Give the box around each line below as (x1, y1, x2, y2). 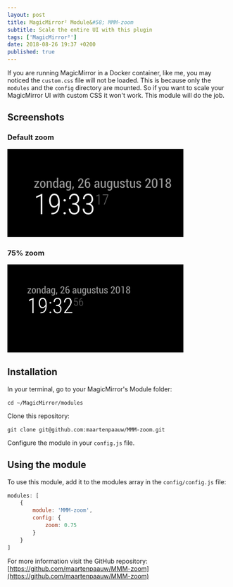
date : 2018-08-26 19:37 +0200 (7, 41, 96, 49)
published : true (7, 49, 55, 56)
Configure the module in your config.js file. (7, 438, 135, 447)
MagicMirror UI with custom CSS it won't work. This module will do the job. (7, 91, 225, 99)
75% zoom (7, 248, 45, 258)
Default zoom (7, 132, 55, 142)
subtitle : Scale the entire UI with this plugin (7, 26, 153, 33)
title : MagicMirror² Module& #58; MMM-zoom (7, 18, 134, 26)
